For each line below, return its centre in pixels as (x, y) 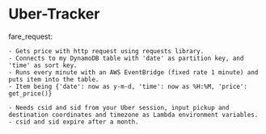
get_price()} (30, 94)
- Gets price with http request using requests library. (106, 51)
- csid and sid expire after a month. (74, 122)
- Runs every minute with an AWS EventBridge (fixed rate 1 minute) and (133, 72)
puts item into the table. (54, 79)
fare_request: (31, 36)
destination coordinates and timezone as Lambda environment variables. (133, 115)
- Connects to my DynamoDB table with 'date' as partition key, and (126, 58)
